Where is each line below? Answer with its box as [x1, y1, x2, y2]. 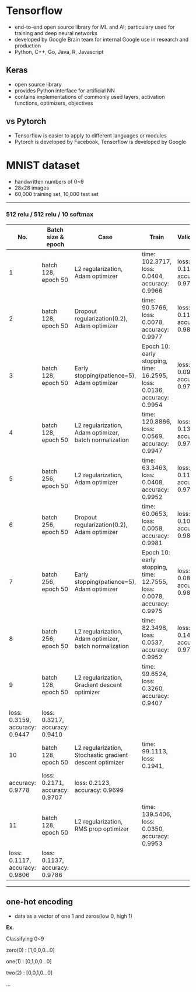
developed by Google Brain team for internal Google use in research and [14, 36, 189, 43]
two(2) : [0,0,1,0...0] [6, 969, 53, 976]
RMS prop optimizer [74, 825, 129, 833]
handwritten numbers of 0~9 [14, 178, 84, 185]
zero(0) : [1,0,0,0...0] [6, 946, 55, 953]
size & [46, 233, 64, 241]
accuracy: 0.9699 [74, 786, 124, 794]
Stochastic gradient [74, 750, 128, 759]
